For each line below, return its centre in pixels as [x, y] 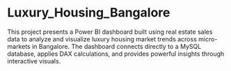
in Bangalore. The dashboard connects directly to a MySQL [117, 46]
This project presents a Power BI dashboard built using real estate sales [110, 32]
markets [19, 46]
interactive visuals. [34, 61]
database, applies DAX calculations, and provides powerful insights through [116, 54]
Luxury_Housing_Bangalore [89, 13]
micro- [208, 39]
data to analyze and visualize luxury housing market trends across [102, 39]
